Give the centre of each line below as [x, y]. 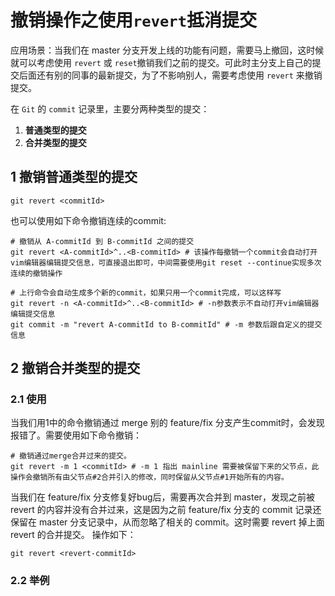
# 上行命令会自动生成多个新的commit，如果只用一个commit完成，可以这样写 [146, 292]
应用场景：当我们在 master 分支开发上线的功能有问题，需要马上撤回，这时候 [167, 50]
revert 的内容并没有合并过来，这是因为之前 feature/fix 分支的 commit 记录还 [166, 510]
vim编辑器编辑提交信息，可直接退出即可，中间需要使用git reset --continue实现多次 [166, 262]
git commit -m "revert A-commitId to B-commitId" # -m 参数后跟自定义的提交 [166, 324]
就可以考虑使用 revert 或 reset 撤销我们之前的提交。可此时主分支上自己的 [161, 62]
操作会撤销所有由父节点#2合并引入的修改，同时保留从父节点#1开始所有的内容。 [149, 477]
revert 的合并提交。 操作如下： [73, 535]
